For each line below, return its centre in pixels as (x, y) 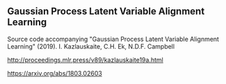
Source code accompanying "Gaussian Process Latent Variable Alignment (113, 39)
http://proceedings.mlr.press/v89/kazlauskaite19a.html (85, 60)
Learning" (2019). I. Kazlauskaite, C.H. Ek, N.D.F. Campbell (91, 46)
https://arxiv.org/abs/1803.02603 (55, 73)
